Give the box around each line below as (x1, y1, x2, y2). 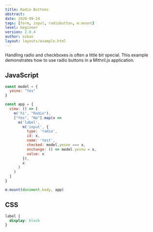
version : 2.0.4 (5, 30, 36, 34)
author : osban (5, 34, 34, 39)
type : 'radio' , (26, 129, 57, 134)
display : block (9, 218, 40, 223)
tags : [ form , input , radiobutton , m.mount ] (5, 20, 95, 26)
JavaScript (5, 71, 39, 80)
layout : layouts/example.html (5, 39, 67, 44)
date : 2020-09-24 (5, 16, 40, 21)
